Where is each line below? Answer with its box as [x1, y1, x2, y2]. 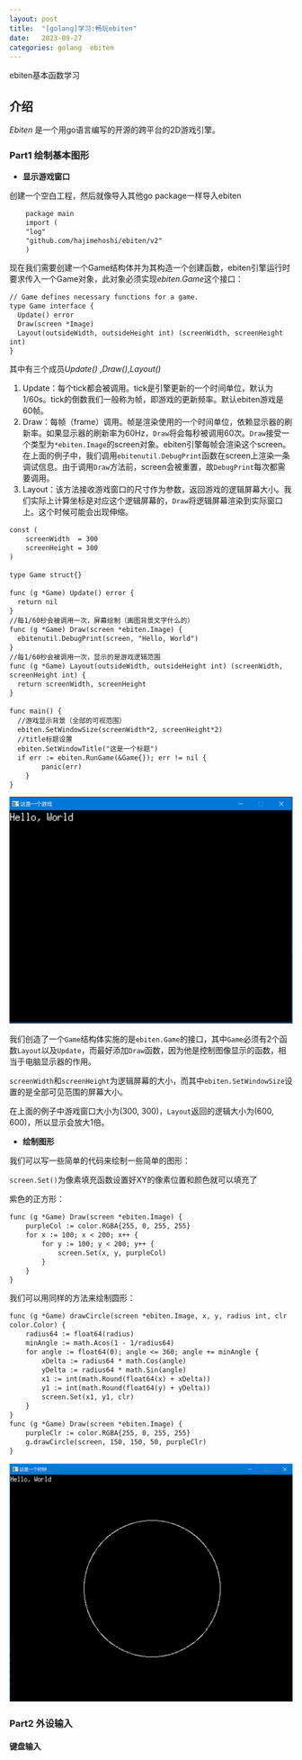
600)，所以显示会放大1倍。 [9, 1116, 110, 1127]
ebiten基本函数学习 [9, 70, 81, 81]
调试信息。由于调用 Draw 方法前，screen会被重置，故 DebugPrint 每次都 [22, 462, 279, 473]
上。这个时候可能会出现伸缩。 [22, 507, 133, 518]
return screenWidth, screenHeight [17, 680, 147, 689]
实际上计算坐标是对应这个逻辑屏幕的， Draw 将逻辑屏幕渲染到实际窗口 [30, 495, 283, 506]
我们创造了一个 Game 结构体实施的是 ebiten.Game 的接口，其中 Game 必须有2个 [9, 1033, 280, 1044]
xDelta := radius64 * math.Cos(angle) [41, 1356, 187, 1366]
